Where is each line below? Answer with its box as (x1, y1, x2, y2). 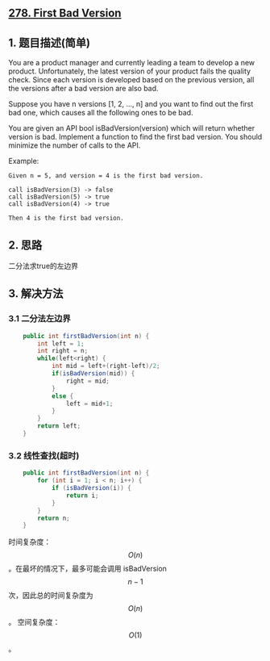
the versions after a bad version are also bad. (8, 84, 159, 94)
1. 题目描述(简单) (8, 36, 91, 49)
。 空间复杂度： (8, 617, 60, 627)
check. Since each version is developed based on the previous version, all (8, 75, 255, 85)
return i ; (65, 492, 99, 500)
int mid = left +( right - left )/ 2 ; (51, 362, 160, 370)
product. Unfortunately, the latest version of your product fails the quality (8, 66, 251, 76)
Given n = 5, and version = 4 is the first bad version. (8, 172, 204, 180)
